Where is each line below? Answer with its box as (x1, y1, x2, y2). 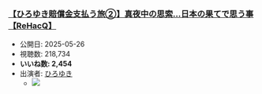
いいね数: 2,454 (19, 59, 73, 69)
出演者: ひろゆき (19, 69, 73, 78)
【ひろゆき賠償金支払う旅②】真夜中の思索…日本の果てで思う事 (8, 8, 254, 19)
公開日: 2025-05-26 (19, 39, 85, 49)
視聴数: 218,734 (19, 49, 71, 59)
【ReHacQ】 (8, 20, 57, 31)
